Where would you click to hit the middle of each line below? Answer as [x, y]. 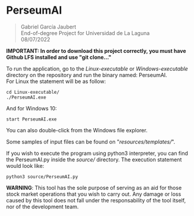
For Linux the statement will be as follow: [56, 81]
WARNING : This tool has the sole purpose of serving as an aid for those [94, 188]
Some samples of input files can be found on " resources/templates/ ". [91, 142]
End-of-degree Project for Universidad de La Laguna [85, 33]
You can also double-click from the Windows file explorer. [77, 130]
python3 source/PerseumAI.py [42, 177]
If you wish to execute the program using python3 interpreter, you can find [97, 153]
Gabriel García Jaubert [48, 27]
